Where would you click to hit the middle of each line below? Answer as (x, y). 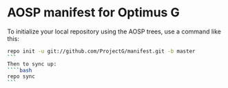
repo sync (21, 76)
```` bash (20, 70)
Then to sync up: (32, 64)
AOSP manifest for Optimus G (94, 13)
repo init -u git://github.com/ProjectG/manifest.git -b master (101, 51)
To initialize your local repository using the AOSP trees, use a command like (114, 31)
